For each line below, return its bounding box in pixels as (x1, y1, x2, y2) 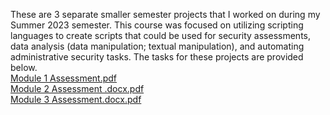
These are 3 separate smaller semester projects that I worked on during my (10, 9, 321, 20)
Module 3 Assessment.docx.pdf (10, 94, 142, 105)
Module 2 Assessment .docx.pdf (10, 83, 145, 94)
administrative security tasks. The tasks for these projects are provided (10, 51, 304, 63)
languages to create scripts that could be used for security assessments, (10, 30, 311, 41)
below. (10, 62, 38, 73)
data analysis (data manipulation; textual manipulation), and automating (10, 40, 305, 52)
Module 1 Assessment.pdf (10, 72, 118, 84)
